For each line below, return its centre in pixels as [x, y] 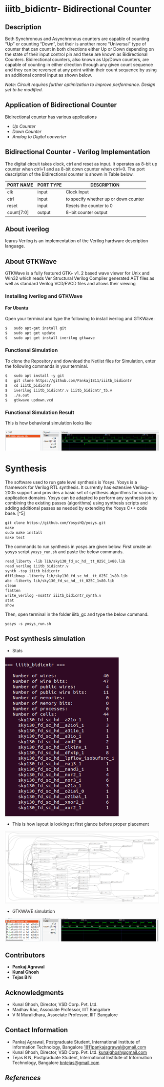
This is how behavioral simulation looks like [48, 423]
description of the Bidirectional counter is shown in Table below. [70, 174]
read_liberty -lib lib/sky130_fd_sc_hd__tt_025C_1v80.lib [65, 561]
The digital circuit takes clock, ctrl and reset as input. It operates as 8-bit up [81, 164]
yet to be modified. [24, 90]
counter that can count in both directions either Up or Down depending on [80, 49]
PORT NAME [20, 185]
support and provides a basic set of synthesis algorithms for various [85, 492]
